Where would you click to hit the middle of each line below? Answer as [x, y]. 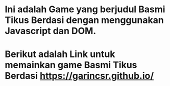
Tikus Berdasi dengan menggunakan [84, 20]
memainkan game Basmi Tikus [71, 65]
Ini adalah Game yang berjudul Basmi [85, 9]
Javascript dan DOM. [51, 31]
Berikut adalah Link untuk [60, 54]
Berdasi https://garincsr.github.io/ [79, 76]
